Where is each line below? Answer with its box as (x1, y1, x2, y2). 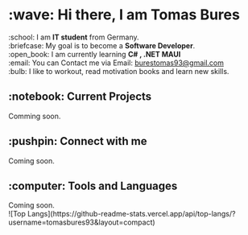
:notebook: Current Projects (8, 90, 152, 104)
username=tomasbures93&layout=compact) (8, 217, 155, 227)
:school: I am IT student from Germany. (8, 32, 139, 42)
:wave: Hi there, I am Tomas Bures (8, 6, 240, 24)
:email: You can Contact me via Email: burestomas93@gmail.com (8, 58, 224, 68)
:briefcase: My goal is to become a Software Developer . (8, 40, 196, 50)
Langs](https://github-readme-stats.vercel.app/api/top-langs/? (27, 209, 236, 219)
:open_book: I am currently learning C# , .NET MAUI (8, 49, 181, 59)
